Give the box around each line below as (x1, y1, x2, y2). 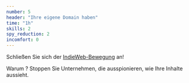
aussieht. (6, 72, 29, 78)
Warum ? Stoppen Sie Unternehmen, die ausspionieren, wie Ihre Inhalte (6, 65, 183, 72)
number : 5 (6, 8, 31, 15)
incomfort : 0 (6, 37, 39, 43)
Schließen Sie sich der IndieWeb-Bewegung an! (6, 54, 125, 60)
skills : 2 (6, 25, 31, 32)
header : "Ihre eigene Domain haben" (6, 14, 98, 20)
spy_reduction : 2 (6, 31, 50, 37)
